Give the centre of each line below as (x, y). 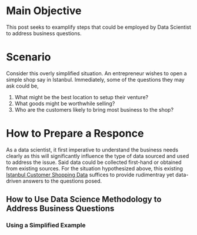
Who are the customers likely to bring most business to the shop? (94, 109)
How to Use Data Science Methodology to (84, 199)
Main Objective (44, 11)
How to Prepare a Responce (75, 134)
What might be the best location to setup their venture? (81, 97)
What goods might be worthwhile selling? (65, 103)
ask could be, (23, 86)
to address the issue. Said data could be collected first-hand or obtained (94, 162)
